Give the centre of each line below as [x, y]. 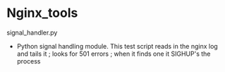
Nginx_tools [42, 13]
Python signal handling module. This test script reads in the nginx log [117, 46]
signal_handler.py [32, 32]
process [29, 61]
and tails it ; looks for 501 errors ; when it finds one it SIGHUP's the [114, 54]
